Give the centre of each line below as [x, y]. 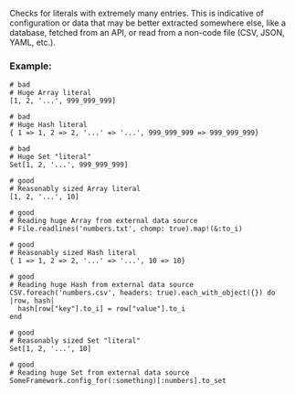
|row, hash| [32, 301]
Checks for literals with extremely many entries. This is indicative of [137, 13]
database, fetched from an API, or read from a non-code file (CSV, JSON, [147, 32]
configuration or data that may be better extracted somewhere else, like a [147, 23]
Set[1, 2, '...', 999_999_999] [69, 165]
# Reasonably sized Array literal [75, 189]
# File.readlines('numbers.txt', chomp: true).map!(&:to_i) [126, 229]
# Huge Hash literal [49, 125]
